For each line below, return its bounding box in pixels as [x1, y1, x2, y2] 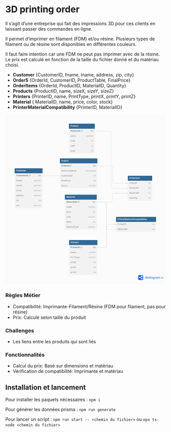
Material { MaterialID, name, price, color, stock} [12, 98, 113, 105]
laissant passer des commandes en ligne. [5, 25, 93, 32]
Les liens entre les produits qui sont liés [12, 339, 96, 345]
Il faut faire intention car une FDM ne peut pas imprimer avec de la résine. [5, 51, 160, 57]
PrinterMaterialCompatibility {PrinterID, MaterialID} [12, 104, 123, 110]
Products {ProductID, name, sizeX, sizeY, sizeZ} [12, 88, 114, 94]
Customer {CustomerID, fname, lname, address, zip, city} [12, 71, 134, 77]
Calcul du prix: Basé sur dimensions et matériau [12, 363, 113, 369]
